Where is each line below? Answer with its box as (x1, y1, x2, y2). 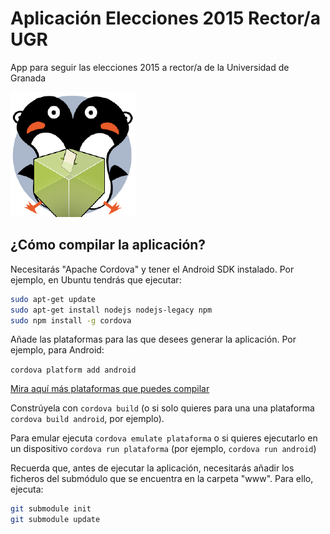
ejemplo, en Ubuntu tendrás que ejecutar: (10, 273, 182, 286)
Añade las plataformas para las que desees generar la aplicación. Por (10, 333, 297, 346)
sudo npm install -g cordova (10, 315, 132, 326)
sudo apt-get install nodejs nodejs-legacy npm (10, 305, 213, 315)
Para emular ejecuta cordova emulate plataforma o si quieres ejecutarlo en (10, 432, 318, 444)
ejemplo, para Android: (10, 344, 105, 356)
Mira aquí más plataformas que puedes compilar (10, 383, 210, 395)
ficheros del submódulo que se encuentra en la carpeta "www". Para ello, (10, 473, 314, 485)
